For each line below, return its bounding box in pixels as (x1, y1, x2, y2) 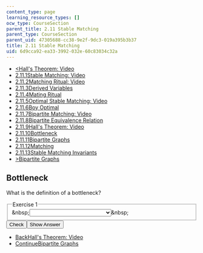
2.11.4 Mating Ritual (15, 90, 62, 98)
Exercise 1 (12, 201, 38, 208)
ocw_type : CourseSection (6, 20, 69, 26)
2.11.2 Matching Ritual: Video (15, 78, 85, 85)
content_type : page (6, 8, 56, 15)
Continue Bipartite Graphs (15, 240, 79, 248)
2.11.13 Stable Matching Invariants (15, 149, 97, 156)
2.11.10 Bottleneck (15, 129, 58, 137)
